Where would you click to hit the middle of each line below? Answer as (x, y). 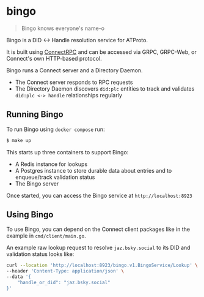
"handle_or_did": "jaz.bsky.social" (64, 283)
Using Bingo (30, 215)
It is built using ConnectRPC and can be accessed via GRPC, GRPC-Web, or (101, 52)
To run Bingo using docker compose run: (56, 129)
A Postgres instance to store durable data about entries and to (93, 170)
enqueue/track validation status (55, 177)
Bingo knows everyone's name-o (63, 28)
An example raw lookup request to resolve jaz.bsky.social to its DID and (98, 248)
